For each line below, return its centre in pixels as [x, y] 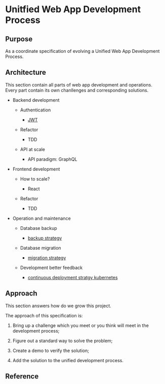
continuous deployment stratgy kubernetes [73, 277]
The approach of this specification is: [44, 315]
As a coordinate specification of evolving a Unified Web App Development [82, 51]
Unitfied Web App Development [73, 9]
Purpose [19, 39]
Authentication [35, 110]
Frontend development [36, 169]
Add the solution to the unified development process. [68, 360]
